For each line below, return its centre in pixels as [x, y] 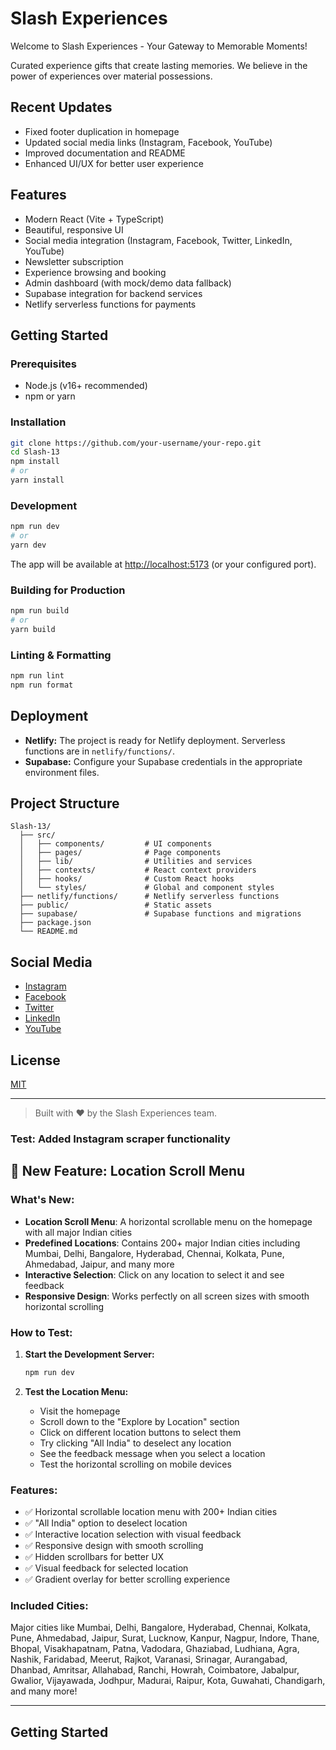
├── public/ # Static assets [116, 905]
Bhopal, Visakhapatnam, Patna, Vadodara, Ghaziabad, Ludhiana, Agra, [155, 1649]
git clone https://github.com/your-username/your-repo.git [136, 443]
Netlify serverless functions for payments [110, 304]
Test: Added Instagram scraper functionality [120, 1139]
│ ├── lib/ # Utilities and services [136, 862]
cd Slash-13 [35, 452]
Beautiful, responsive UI [74, 229]
